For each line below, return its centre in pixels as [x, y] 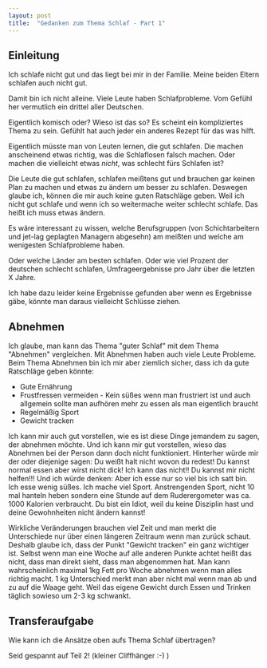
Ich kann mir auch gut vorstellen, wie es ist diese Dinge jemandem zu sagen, [134, 437]
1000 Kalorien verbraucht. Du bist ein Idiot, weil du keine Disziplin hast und [131, 504]
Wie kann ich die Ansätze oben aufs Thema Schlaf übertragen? [112, 640]
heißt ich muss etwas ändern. [57, 213]
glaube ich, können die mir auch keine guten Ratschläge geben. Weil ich [126, 196]
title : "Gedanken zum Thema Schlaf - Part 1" [87, 23]
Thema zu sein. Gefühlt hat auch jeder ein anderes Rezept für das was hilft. [132, 131]
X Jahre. [22, 278]
